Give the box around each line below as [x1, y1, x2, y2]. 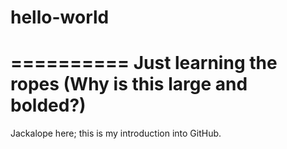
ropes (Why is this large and [10, 73, 248, 96]
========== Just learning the [10, 52, 278, 75]
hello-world [10, 6, 110, 29]
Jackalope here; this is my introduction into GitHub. [10, 127, 222, 140]
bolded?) [10, 94, 87, 117]
